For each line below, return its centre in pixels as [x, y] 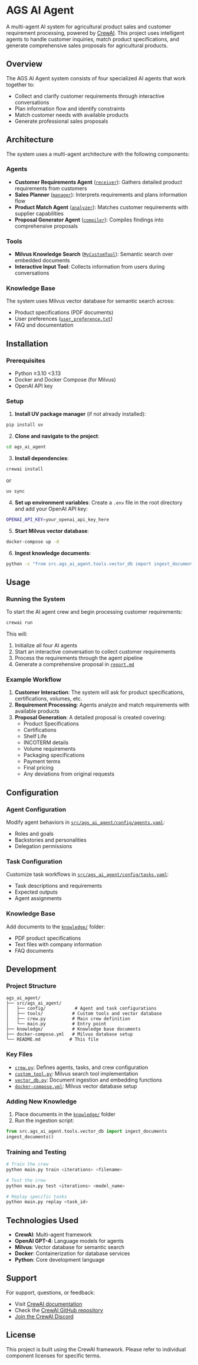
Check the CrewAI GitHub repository [59, 1310]
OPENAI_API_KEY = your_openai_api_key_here [58, 519]
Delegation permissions [43, 846]
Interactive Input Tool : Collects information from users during [90, 267]
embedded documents [42, 260]
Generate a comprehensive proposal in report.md [74, 664]
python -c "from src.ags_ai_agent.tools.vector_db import [79, 564]
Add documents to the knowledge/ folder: [56, 926]
